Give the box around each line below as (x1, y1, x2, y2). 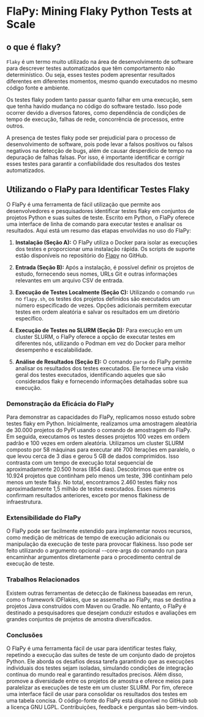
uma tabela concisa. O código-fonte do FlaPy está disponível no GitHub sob (6, 697, 198, 704)
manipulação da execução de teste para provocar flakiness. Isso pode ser (6, 540, 193, 548)
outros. (6, 122, 25, 130)
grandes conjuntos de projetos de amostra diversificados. (6, 615, 153, 622)
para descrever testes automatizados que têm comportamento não (6, 64, 175, 72)
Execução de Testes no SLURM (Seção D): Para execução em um (15, 327, 183, 334)
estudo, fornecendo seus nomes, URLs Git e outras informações (15, 270, 178, 277)
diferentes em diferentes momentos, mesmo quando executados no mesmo (6, 78, 198, 85)
